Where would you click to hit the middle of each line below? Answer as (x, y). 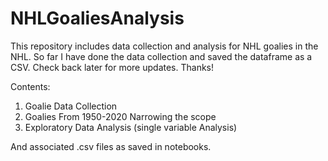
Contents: (30, 86)
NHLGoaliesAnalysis (97, 18)
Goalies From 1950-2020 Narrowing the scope (120, 116)
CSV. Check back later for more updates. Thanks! (112, 67)
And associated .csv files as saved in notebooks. (111, 146)
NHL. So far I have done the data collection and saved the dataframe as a (161, 56)
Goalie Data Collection (71, 106)
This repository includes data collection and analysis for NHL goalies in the (164, 46)
